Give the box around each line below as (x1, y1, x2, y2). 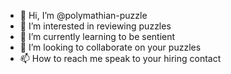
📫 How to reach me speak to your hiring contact (19, 53, 222, 64)
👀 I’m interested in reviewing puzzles (19, 20, 172, 32)
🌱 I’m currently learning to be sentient (19, 31, 176, 42)
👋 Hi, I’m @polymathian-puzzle (19, 10, 148, 21)
